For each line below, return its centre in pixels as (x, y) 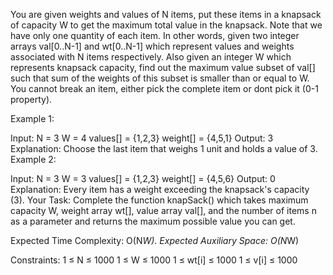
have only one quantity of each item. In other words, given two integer (155, 35)
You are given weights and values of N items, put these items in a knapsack (166, 14)
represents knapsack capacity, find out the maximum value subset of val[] (163, 67)
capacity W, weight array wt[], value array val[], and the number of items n (163, 210)
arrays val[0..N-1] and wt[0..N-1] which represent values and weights (152, 46)
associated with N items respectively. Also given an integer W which (151, 57)
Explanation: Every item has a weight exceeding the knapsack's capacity (160, 189)
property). (31, 99)
